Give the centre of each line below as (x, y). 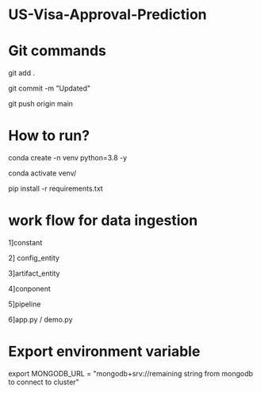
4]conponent (30, 289)
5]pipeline (25, 304)
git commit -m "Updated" (50, 88)
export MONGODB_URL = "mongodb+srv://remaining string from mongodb (131, 373)
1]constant (25, 243)
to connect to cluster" (44, 382)
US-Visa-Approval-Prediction (107, 15)
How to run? (49, 136)
